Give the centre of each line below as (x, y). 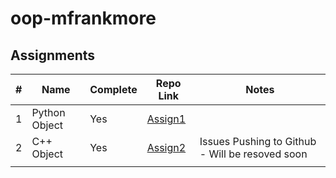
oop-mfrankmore (83, 18)
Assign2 (166, 147)
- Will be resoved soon (253, 154)
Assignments (53, 55)
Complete (113, 89)
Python (48, 112)
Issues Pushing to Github (258, 141)
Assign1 (166, 119)
